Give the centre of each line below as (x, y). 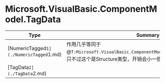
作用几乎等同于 (83, 44)
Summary (148, 35)
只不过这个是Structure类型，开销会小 (109, 59)
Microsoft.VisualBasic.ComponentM (81, 9)
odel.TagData (33, 19)
